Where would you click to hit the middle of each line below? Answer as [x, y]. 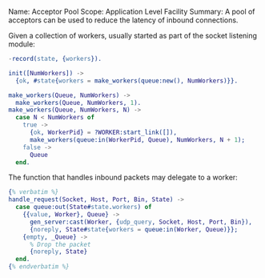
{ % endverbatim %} [39, 267]
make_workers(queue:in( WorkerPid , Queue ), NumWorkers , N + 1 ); [137, 139]
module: [22, 44]
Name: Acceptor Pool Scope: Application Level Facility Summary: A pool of [132, 12]
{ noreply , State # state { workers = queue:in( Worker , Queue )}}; [134, 229]
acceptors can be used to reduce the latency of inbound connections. [123, 20]
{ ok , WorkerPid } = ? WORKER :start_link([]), [103, 132]
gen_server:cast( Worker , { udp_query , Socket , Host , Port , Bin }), [141, 222]
